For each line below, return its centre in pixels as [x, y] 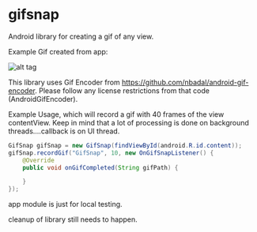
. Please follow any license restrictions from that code [122, 90]
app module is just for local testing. [65, 204]
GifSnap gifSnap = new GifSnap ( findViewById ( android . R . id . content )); [125, 145]
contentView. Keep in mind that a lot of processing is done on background [128, 122]
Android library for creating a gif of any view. [81, 36]
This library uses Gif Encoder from [64, 82]
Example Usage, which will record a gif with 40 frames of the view [116, 114]
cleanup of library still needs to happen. [73, 219]
